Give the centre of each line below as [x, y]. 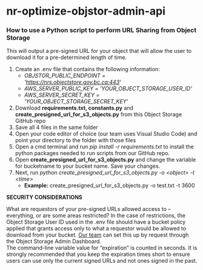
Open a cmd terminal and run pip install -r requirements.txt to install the [104, 147]
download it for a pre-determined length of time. [67, 57]
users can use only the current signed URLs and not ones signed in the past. [102, 261]
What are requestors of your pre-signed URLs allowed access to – [88, 209]
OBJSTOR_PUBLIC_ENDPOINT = [65, 76]
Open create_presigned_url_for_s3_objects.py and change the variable [105, 160]
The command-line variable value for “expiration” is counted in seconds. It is [102, 248]
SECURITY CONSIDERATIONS [45, 197]
